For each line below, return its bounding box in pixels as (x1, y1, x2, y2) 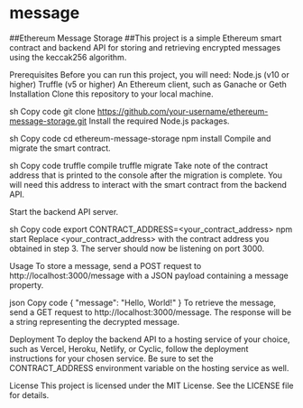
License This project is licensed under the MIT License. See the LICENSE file (9, 380, 294, 391)
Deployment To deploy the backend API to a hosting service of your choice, (9, 333, 290, 345)
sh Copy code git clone (9, 106, 96, 116)
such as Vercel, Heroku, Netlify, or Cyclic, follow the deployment (9, 343, 249, 354)
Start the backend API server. (9, 206, 119, 217)
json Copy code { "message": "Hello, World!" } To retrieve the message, (9, 297, 277, 308)
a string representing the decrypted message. (9, 316, 180, 327)
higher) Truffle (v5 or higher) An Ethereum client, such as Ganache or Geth (9, 79, 287, 89)
